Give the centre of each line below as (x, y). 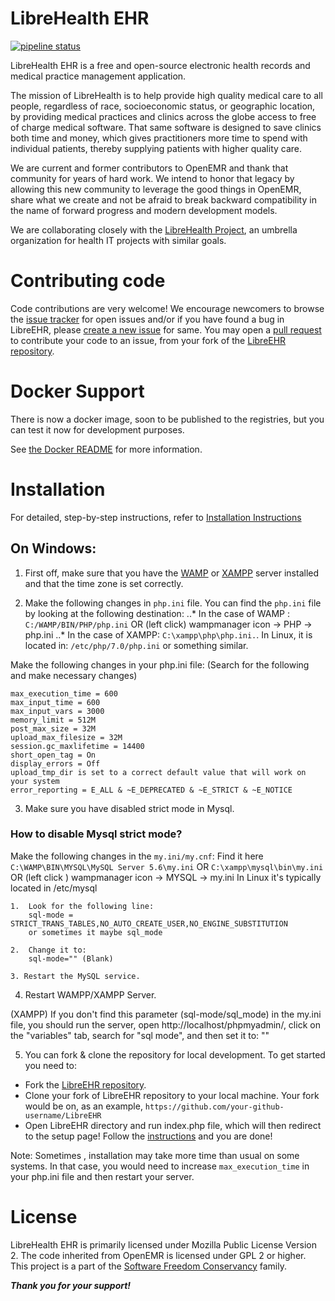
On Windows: (53, 548)
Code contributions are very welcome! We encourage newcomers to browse (167, 308)
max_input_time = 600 (55, 702)
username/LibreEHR (63, 1115)
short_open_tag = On (53, 755)
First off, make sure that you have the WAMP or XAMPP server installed (172, 573)
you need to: (50, 1065)
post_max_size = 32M (53, 728)
